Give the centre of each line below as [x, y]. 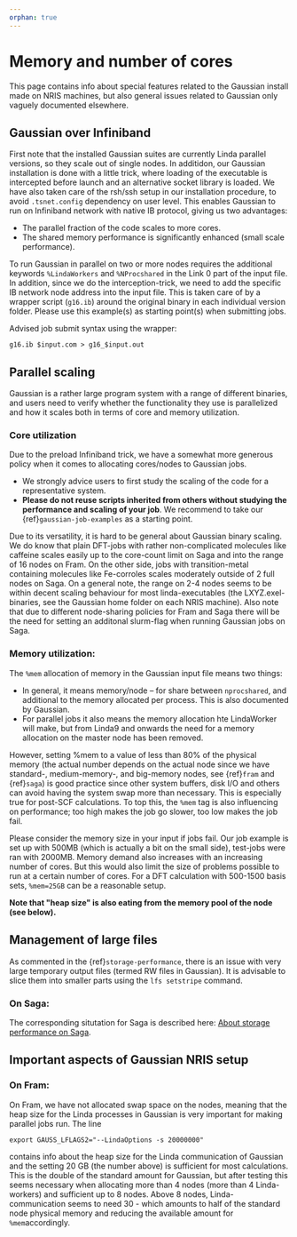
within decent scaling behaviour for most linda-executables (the [126, 593]
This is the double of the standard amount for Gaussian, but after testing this [148, 1175]
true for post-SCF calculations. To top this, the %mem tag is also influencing [144, 802]
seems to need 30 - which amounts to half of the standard [174, 1203]
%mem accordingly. [40, 1222]
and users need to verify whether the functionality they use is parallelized [143, 403]
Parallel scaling [52, 372]
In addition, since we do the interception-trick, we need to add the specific [145, 283]
